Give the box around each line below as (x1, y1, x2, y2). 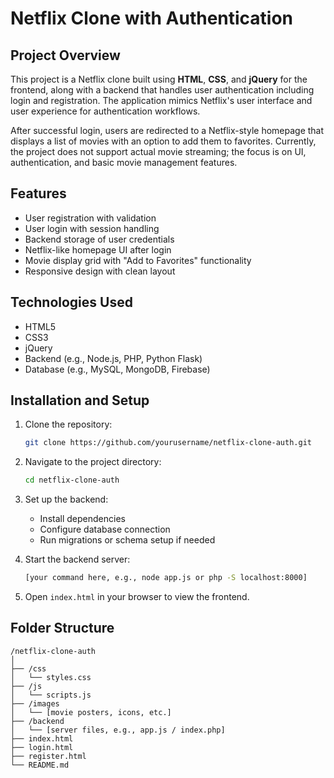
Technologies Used (10, 294, 133, 311)
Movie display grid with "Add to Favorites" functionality (24, 254, 252, 266)
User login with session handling (24, 222, 160, 234)
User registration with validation (24, 212, 157, 224)
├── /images (10, 698, 60, 709)
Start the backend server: (24, 553, 131, 566)
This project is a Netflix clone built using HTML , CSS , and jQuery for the (10, 73, 308, 85)
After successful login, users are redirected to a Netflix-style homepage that (10, 125, 325, 136)
